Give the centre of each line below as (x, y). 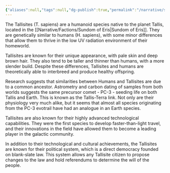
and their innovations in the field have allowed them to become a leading (81, 129)
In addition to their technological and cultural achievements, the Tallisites (81, 144)
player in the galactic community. (40, 134)
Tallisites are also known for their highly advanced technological (72, 118)
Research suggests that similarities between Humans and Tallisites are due (83, 81)
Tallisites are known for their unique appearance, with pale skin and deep (81, 55)
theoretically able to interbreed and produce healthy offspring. (70, 72)
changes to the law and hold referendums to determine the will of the (77, 160)
